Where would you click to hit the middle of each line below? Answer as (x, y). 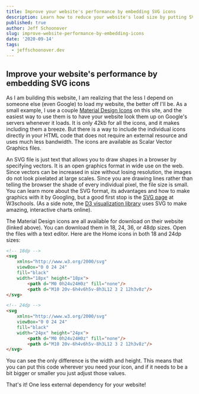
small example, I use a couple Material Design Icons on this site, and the (94, 110)
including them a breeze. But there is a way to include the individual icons (96, 129)
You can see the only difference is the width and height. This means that (94, 361)
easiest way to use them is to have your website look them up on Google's (97, 117)
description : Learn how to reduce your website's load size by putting (96, 17)
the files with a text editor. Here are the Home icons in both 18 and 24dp (94, 234)
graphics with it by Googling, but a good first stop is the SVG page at (90, 197)
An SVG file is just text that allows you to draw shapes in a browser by (91, 159)
